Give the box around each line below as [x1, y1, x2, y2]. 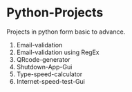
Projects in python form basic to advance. [6, 27, 126, 36]
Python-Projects [6, 5, 104, 21]
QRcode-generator [16, 55, 70, 63]
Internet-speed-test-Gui [16, 77, 86, 85]
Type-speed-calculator [16, 70, 83, 78]
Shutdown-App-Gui [16, 62, 73, 71]
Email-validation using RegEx [16, 48, 100, 56]
